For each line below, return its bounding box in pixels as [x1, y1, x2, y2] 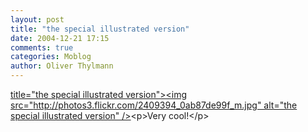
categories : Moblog [10, 52, 92, 62]
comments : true [10, 42, 74, 53]
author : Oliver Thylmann [10, 61, 114, 71]
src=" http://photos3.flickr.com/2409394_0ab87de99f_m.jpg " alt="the [10, 99, 298, 111]
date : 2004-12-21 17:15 [10, 33, 110, 43]
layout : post [10, 14, 65, 25]
